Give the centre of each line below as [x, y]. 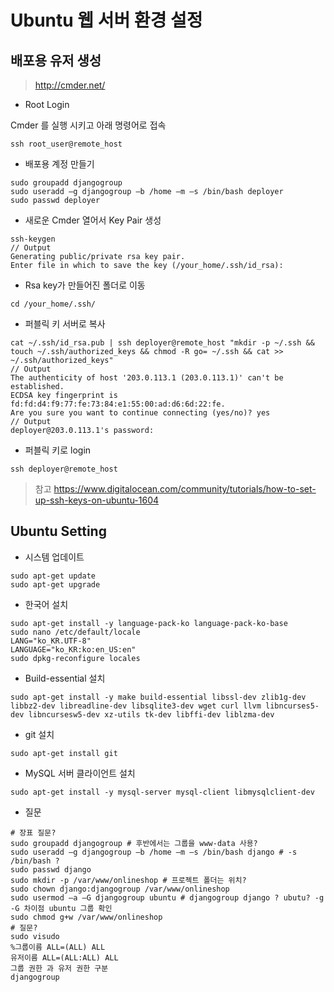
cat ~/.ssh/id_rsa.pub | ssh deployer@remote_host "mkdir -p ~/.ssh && [162, 343]
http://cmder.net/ [70, 85]
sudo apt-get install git [64, 753]
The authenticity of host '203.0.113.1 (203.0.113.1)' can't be [147, 378]
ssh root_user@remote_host [66, 144]
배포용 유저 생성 [56, 60]
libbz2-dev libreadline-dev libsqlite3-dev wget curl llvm [136, 706]
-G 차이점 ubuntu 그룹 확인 [61, 908]
